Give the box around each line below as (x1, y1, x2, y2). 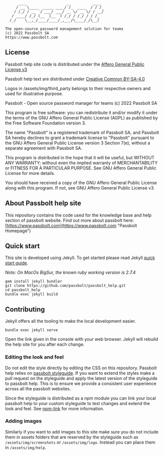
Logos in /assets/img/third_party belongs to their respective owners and (5, 85, 151, 91)
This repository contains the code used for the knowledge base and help (5, 212, 152, 218)
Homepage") (5, 228, 31, 234)
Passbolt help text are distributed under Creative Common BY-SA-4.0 (5, 76, 145, 82)
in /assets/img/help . (5, 444, 47, 450)
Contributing (5, 305, 45, 313)
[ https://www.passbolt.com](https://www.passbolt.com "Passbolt (5, 222, 137, 228)
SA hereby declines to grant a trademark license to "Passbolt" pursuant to (5, 135, 154, 141)
